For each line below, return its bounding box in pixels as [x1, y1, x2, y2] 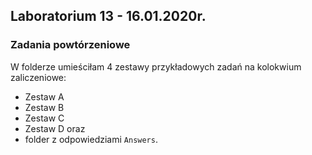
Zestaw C [24, 112, 65, 124]
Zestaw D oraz [24, 122, 86, 134]
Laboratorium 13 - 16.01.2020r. [10, 8, 207, 25]
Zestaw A [24, 90, 65, 103]
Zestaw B [24, 101, 65, 113]
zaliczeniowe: [10, 71, 67, 83]
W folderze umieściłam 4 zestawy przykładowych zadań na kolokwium [10, 60, 302, 73]
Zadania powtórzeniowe [10, 38, 131, 52]
